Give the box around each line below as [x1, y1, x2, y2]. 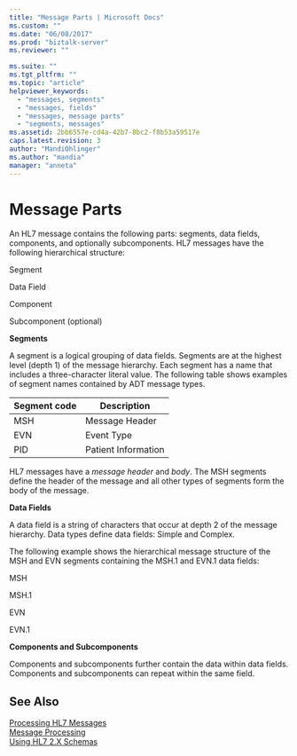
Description [99, 400, 151, 413]
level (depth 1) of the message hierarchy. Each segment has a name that [9, 360, 273, 371]
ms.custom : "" [9, 21, 62, 30]
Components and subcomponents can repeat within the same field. [9, 668, 255, 679]
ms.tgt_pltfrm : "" [9, 70, 77, 80]
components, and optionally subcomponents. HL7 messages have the [9, 238, 264, 248]
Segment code [13, 400, 77, 413]
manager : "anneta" [9, 161, 77, 169]
